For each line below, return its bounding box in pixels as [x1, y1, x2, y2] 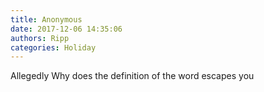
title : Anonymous [10, 14, 83, 25]
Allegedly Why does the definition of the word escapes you [10, 70, 255, 82]
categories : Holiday [10, 42, 97, 53]
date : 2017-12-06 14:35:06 [10, 24, 123, 34]
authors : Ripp [10, 33, 70, 43]
